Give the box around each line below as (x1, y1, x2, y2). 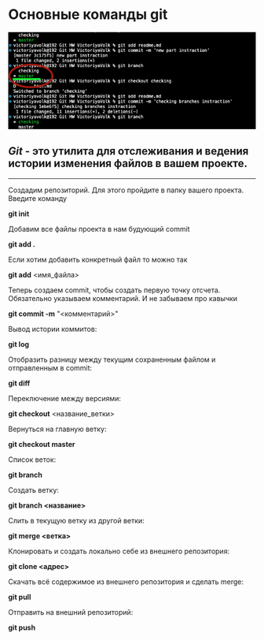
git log (8, 339, 30, 348)
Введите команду (8, 193, 68, 203)
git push (8, 623, 36, 632)
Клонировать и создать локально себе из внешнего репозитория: (8, 546, 230, 556)
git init (8, 209, 30, 218)
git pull (8, 592, 31, 601)
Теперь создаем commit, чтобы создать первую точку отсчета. (8, 285, 221, 295)
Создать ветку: (8, 485, 59, 494)
